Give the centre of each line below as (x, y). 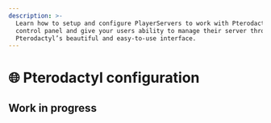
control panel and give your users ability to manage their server (131, 31)
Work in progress (52, 108)
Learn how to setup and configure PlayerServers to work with (122, 23)
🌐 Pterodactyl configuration (104, 78)
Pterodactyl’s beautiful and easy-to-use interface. (106, 38)
